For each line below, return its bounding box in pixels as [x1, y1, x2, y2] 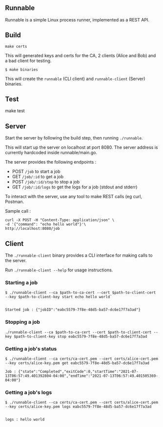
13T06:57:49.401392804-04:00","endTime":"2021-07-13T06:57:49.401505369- [5, 373, 159, 378]
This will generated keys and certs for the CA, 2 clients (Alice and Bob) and [5, 52, 156, 58]
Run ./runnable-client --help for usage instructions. [5, 267, 113, 273]
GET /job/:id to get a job [12, 174, 64, 180]
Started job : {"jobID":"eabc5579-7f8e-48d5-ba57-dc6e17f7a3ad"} [5, 307, 141, 312]
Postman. [5, 199, 24, 204]
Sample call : [5, 208, 31, 214]
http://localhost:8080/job [5, 226, 60, 231]
